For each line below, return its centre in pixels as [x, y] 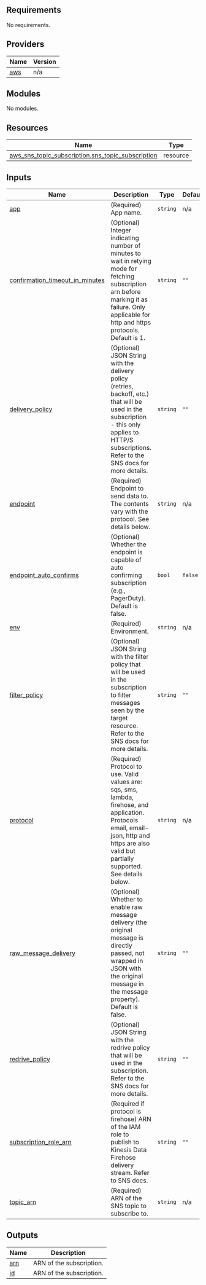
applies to [125, 433]
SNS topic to [129, 1206]
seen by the [128, 710]
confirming [126, 575]
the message [129, 992]
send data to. [129, 496]
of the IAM [126, 1127]
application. [128, 812]
